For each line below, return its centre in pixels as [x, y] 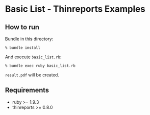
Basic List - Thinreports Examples [75, 9]
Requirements [27, 90]
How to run [22, 27]
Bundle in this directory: [29, 39]
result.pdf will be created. [32, 75]
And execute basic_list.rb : [33, 57]
